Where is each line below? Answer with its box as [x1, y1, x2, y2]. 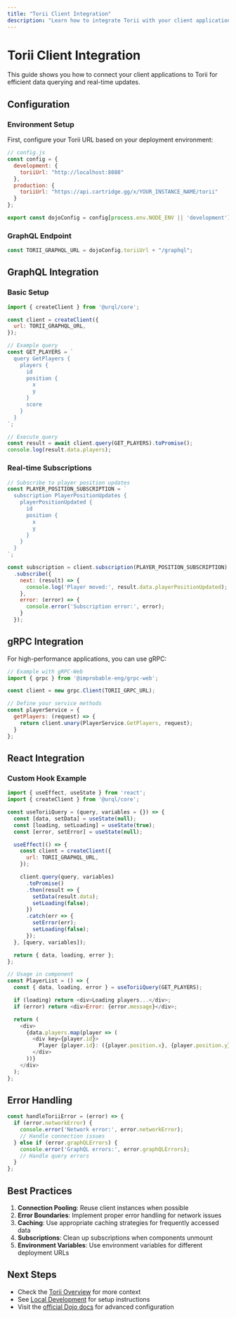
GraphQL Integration [7, 266, 99, 278]
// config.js [7, 149, 46, 156]
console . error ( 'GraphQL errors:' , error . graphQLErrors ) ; [20, 1145, 190, 1152]
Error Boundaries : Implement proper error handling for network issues [17, 1211, 222, 1219]
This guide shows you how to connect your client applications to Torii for [7, 70, 218, 79]
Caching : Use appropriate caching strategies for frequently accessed [17, 1219, 219, 1227]
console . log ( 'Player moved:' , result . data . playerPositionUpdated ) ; [25, 583, 228, 590]
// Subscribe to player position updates [7, 479, 131, 486]
